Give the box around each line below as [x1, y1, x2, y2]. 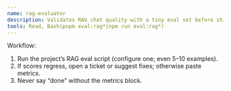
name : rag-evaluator [7, 10, 67, 17]
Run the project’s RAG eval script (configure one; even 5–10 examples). [16, 55, 219, 63]
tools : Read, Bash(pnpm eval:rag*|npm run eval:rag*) [7, 23, 165, 29]
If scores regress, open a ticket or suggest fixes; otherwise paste [16, 62, 201, 70]
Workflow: [7, 42, 36, 50]
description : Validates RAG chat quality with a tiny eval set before [7, 16, 214, 23]
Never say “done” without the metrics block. [16, 77, 142, 85]
